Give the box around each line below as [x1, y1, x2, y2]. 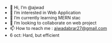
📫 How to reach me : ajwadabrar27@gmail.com [9, 26, 107, 31]
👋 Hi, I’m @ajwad [9, 5, 44, 10]
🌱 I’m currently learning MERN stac [9, 15, 81, 20]
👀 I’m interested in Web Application [9, 10, 81, 15]
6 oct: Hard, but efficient [9, 32, 60, 38]
